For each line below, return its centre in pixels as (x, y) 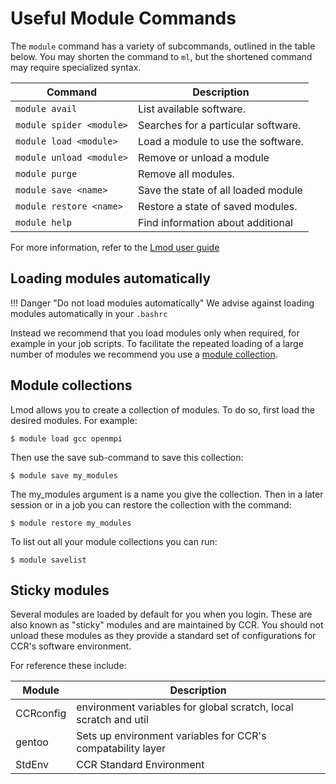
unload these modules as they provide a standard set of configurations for (163, 636)
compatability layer (121, 749)
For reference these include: (68, 666)
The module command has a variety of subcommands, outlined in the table (163, 46)
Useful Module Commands (123, 18)
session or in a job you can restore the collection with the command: (151, 504)
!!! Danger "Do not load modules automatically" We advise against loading (162, 303)
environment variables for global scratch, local (185, 707)
